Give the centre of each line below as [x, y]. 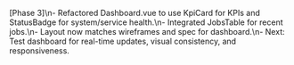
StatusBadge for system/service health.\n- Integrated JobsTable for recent [146, 22]
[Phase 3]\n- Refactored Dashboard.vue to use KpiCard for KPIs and [135, 13]
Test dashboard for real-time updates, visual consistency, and [123, 41]
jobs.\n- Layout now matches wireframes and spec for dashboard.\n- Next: [147, 32]
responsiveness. [39, 51]
